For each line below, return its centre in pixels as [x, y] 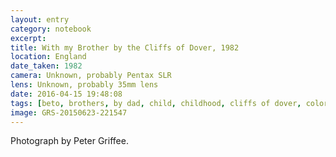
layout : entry [40, 19]
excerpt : [28, 38]
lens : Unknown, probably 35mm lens [84, 85]
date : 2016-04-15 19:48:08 [66, 94]
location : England [48, 57]
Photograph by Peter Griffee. [69, 141]
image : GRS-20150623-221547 [69, 112]
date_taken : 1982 [46, 66]
